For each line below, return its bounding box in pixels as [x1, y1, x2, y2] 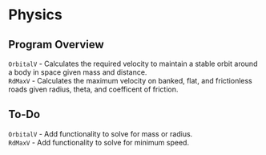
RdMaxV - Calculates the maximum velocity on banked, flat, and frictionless [8, 76, 252, 85]
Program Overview [8, 38, 104, 51]
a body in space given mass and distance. [8, 67, 147, 77]
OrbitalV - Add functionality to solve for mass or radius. [8, 128, 193, 138]
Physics [8, 6, 62, 24]
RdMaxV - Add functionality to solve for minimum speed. [8, 137, 190, 147]
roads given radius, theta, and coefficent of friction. [8, 84, 179, 94]
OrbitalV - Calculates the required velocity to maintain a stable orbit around [8, 59, 258, 68]
